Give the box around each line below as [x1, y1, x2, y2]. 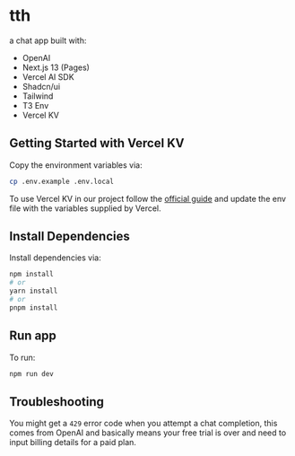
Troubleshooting [9, 394, 105, 409]
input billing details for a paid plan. [9, 437, 137, 448]
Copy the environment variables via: [9, 159, 143, 171]
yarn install [9, 286, 58, 296]
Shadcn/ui [22, 81, 61, 92]
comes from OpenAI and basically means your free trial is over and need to [9, 427, 287, 438]
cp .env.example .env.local [9, 177, 115, 186]
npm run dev [9, 369, 54, 378]
